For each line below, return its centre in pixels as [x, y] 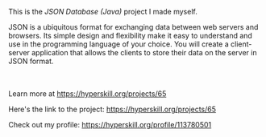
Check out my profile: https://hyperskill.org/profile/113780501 [110, 125]
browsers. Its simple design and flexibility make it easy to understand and [130, 36]
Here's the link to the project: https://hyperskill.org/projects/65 [112, 109]
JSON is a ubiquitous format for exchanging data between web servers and [133, 27]
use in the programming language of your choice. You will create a [119, 44]
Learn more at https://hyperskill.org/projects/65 [87, 94]
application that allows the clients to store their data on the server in [144, 52]
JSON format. [31, 61]
